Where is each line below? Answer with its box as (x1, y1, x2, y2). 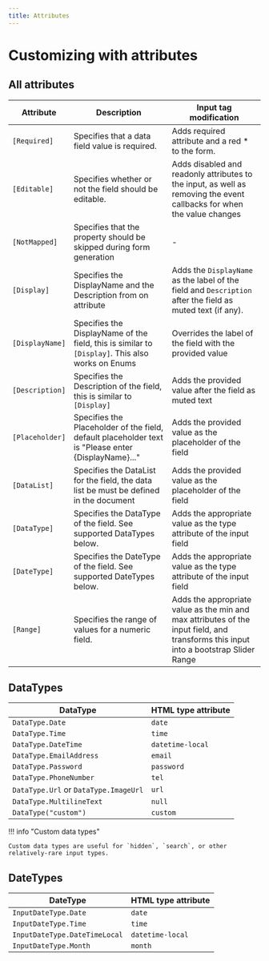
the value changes (171, 208, 242, 219)
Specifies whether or (73, 173, 152, 184)
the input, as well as (171, 178, 247, 189)
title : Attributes (8, 11, 70, 20)
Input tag (196, 102, 232, 113)
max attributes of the (171, 613, 251, 625)
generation (73, 251, 114, 263)
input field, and (171, 624, 228, 635)
